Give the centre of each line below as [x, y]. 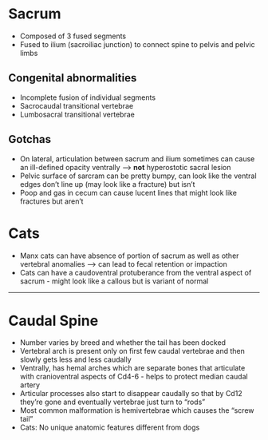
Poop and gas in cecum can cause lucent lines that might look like [128, 192]
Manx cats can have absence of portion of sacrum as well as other [129, 256]
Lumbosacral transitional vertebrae [77, 114]
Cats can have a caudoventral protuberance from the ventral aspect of [136, 272]
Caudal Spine [53, 321]
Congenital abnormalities [73, 78]
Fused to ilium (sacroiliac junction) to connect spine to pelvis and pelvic [137, 44]
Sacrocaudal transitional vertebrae [77, 105]
